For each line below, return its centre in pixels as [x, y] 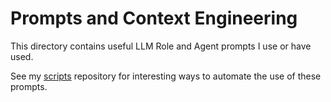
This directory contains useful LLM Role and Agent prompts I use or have [161, 46]
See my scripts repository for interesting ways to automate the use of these [166, 76]
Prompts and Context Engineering [154, 18]
